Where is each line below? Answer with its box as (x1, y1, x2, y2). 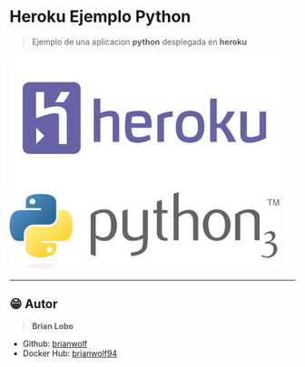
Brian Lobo (31, 320, 74, 332)
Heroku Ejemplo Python (9, 6, 192, 27)
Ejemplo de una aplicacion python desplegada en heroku (31, 36, 248, 47)
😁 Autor (9, 296, 58, 312)
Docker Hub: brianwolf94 (22, 347, 118, 359)
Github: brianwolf (22, 338, 88, 349)
